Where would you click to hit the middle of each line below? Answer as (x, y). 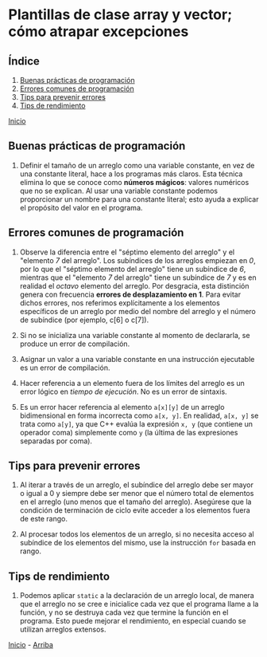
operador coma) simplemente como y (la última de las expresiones (129, 432)
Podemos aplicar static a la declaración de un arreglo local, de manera (137, 596)
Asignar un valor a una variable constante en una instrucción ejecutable (137, 359)
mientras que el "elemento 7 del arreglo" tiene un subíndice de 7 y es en (138, 277)
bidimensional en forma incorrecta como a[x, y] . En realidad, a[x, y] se (139, 415)
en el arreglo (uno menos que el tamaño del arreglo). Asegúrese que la (135, 502)
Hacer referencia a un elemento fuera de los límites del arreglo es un (132, 383)
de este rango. (43, 519)
